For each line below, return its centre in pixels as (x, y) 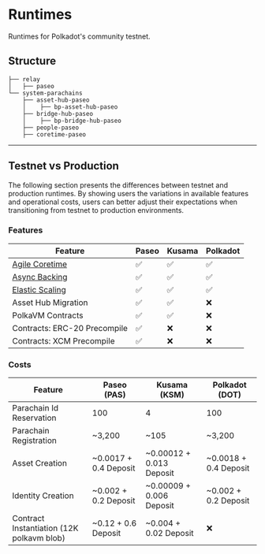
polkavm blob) (39, 538)
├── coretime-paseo (54, 134)
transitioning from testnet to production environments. (96, 210)
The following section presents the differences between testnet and (118, 185)
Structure (32, 61)
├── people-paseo (51, 128)
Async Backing (40, 277)
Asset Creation (39, 463)
